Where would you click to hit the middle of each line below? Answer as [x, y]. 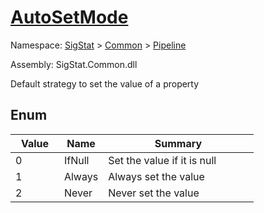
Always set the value [156, 176]
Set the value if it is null [162, 160]
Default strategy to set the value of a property [105, 83]
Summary [178, 143]
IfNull [76, 160]
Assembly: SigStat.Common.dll [74, 64]
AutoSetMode [69, 17]
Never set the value [154, 193]
